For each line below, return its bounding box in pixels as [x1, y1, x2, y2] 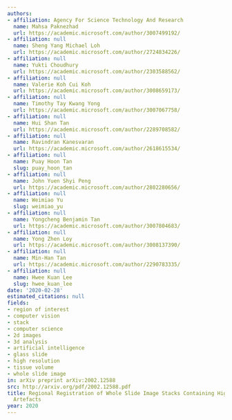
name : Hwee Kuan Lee [13, 274, 72, 281]
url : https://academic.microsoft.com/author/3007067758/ [13, 107, 181, 113]
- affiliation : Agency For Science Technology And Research [7, 17, 184, 24]
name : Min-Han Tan [13, 255, 67, 262]
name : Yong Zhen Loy [13, 235, 72, 242]
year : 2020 [7, 403, 39, 410]
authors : [7, 10, 32, 17]
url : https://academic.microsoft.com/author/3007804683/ [13, 222, 181, 229]
